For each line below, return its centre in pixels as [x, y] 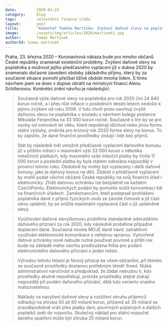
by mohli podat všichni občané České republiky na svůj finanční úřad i [89, 177]
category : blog [25, 15]
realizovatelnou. [34, 287]
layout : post [25, 24]
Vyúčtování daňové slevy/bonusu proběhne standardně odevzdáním [88, 219]
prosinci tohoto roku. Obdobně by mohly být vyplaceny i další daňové [89, 166]
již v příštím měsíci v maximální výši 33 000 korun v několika [80, 150]
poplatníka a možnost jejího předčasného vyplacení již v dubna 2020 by [79, 67]
